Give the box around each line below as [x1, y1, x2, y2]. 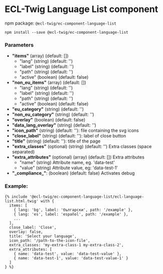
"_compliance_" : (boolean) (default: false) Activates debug [12, 170, 135, 176]
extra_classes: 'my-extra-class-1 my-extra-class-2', [9, 242, 124, 247]
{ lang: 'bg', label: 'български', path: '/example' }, [14, 207, 133, 212]
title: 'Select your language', [9, 233, 77, 239]
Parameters [5, 41, 34, 48]
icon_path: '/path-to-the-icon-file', [9, 238, 91, 243]
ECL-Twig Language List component [5, 4, 158, 15]
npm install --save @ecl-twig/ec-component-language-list [5, 30, 128, 35]
